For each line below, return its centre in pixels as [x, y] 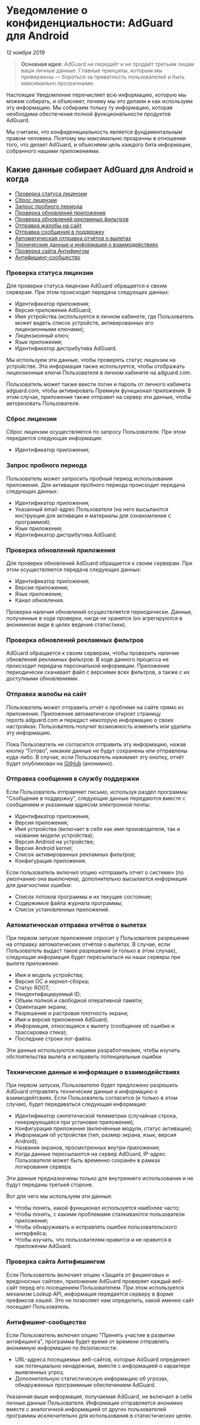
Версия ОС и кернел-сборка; [52, 981]
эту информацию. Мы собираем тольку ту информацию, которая [90, 107]
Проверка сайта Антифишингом [56, 1261]
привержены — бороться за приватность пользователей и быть [103, 77]
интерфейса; [31, 1233]
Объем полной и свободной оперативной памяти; [79, 1000]
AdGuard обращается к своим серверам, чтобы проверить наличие [93, 653]
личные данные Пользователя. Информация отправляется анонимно [95, 1403]
